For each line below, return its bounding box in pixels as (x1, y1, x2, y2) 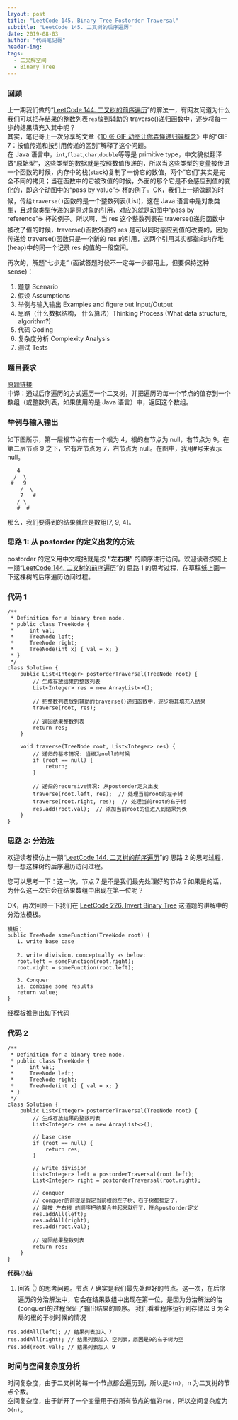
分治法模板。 (7, 910, 45, 919)
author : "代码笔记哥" (7, 37, 66, 44)
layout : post (7, 10, 46, 18)
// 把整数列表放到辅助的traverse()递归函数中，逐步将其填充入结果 (33, 698, 206, 706)
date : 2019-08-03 (7, 30, 59, 38)
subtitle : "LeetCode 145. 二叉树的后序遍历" (7, 23, 132, 31)
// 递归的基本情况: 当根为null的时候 (33, 751, 130, 758)
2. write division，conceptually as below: (16, 952, 147, 959)
